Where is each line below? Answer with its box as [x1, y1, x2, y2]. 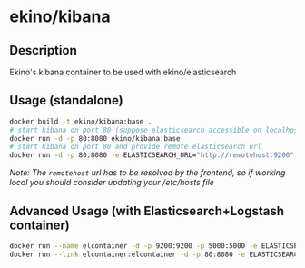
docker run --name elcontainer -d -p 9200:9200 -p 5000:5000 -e [9, 242, 258, 251]
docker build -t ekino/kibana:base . [9, 116, 152, 126]
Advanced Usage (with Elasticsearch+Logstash [9, 203, 284, 219]
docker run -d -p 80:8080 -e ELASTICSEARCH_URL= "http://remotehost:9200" [9, 151, 295, 160]
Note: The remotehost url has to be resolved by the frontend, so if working [9, 167, 286, 178]
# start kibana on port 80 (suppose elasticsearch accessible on [9, 125, 261, 134]
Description [9, 43, 77, 58]
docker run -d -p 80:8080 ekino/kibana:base [9, 134, 181, 143]
